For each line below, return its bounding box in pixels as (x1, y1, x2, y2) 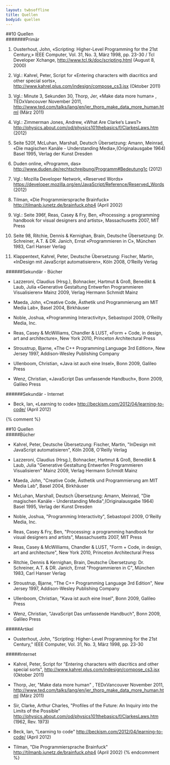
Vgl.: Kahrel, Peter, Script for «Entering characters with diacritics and (13, 72, 157, 79)
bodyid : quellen (6, 17, 40, 22)
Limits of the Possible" (13, 708, 61, 714)
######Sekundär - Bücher (6, 269, 63, 275)
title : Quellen (6, 12, 38, 17)
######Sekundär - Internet (6, 391, 64, 397)
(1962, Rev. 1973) (13, 719, 49, 725)
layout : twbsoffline (6, 7, 50, 13)
